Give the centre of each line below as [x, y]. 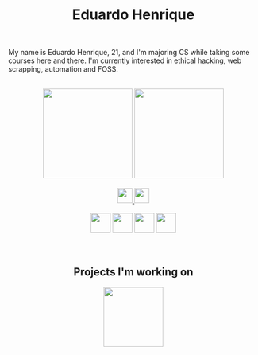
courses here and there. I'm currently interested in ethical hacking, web [125, 60]
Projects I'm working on [133, 272]
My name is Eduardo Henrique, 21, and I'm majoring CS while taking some [129, 52]
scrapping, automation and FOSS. [64, 68]
